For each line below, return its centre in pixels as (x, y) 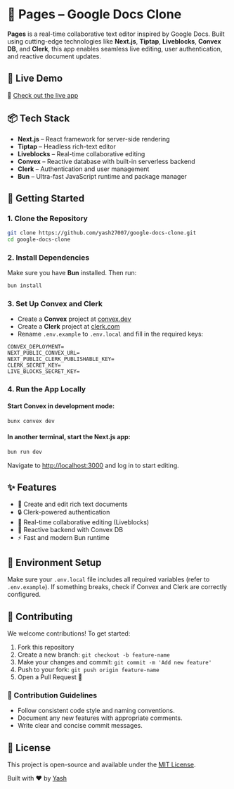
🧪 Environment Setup (54, 562)
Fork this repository (46, 647)
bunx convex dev (31, 421)
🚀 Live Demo (35, 78)
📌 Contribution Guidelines (52, 695)
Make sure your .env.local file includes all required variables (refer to (109, 579)
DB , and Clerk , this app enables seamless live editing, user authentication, (115, 49)
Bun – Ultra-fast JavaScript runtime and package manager (102, 176)
